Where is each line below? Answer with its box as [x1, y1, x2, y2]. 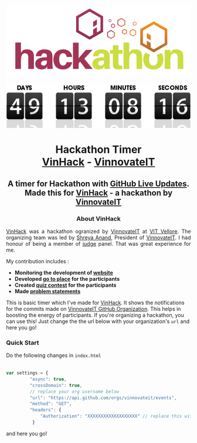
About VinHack [76, 214, 121, 222]
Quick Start [6, 338, 39, 346]
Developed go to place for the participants [14, 275, 120, 282]
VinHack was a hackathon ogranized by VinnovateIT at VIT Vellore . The [6, 228, 191, 235]
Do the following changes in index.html [6, 352, 101, 359]
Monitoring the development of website [14, 269, 113, 276]
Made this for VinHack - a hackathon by [24, 188, 173, 198]
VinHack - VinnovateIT [42, 156, 155, 169]
